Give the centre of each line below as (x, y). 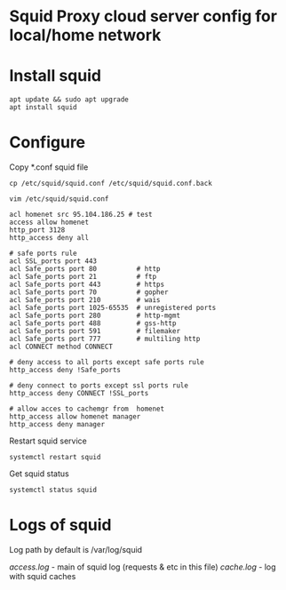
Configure (48, 143)
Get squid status (39, 474)
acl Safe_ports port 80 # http (85, 269)
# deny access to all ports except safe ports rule (107, 363)
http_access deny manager (57, 425)
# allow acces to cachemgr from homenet (87, 409)
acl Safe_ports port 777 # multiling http (105, 339)
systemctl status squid (53, 490)
